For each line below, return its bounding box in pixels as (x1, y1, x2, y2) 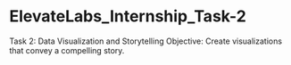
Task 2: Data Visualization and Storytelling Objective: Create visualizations (9, 36, 283, 46)
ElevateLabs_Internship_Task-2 (9, 6, 247, 27)
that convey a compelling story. (9, 45, 125, 55)
